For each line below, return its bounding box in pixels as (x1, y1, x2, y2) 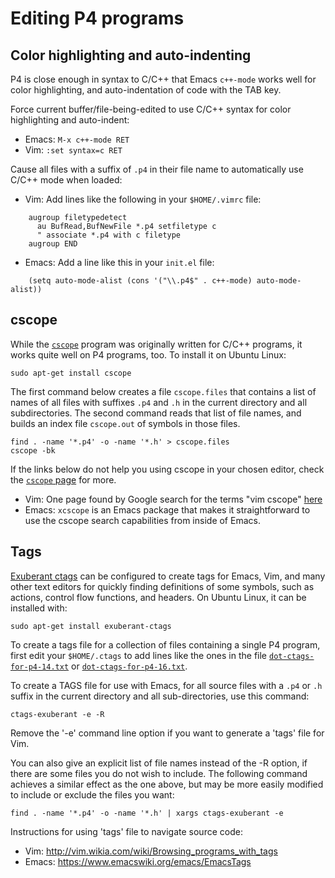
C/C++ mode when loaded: (10, 174, 123, 186)
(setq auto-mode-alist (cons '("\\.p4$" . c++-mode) (28, 276, 253, 286)
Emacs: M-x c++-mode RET (24, 133, 130, 145)
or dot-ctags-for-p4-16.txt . (71, 660, 188, 672)
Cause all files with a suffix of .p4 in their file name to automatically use (10, 163, 304, 175)
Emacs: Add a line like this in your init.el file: (24, 257, 215, 268)
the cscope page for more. (10, 473, 117, 486)
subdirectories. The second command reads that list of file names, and (10, 407, 302, 419)
